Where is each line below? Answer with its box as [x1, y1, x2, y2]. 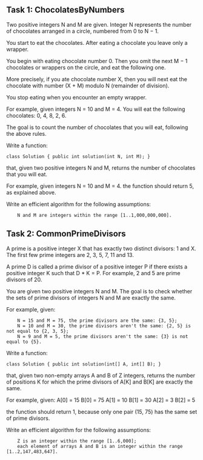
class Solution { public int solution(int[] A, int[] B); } [6, 361, 162, 367]
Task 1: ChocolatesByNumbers [6, 5, 125, 15]
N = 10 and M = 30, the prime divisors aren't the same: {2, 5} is [17, 322, 191, 329]
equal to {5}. [6, 339, 42, 345]
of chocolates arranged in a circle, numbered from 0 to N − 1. [6, 27, 159, 35]
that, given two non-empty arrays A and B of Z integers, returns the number [6, 372, 196, 379]
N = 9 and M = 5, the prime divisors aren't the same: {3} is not [17, 333, 188, 339]
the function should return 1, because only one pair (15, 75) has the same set [6, 408, 198, 415]
